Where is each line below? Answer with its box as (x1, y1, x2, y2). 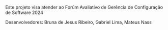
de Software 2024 (5, 9, 43, 15)
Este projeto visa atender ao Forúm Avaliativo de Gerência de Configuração (5, 4, 163, 10)
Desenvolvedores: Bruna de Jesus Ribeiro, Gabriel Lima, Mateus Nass (5, 19, 152, 25)
